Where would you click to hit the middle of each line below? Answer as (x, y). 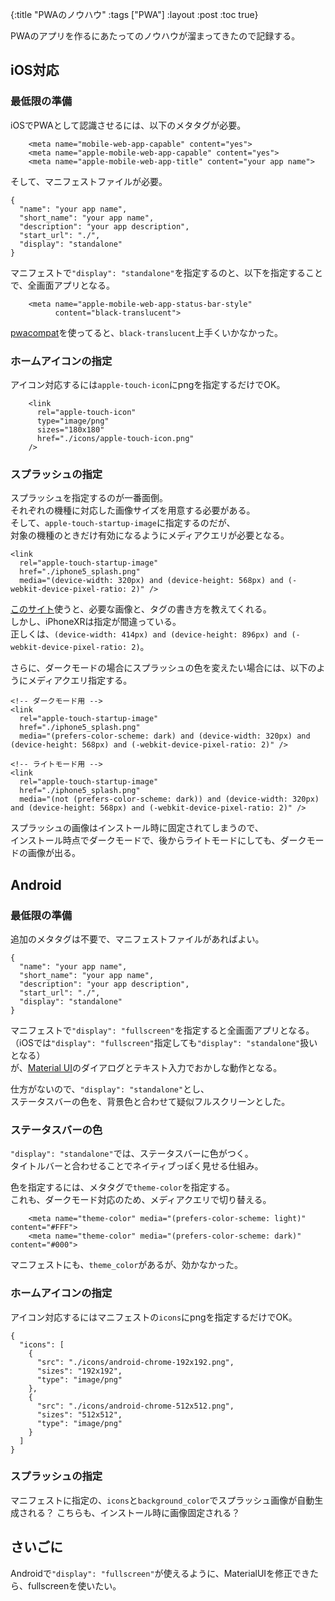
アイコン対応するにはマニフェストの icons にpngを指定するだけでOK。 (154, 1317)
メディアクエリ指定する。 (80, 680)
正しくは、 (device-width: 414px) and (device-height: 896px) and (149, 634)
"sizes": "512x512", (79, 1414)
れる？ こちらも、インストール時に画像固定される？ (134, 1512)
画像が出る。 (54, 853)
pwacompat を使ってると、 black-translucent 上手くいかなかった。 (146, 332)
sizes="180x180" (70, 429)
